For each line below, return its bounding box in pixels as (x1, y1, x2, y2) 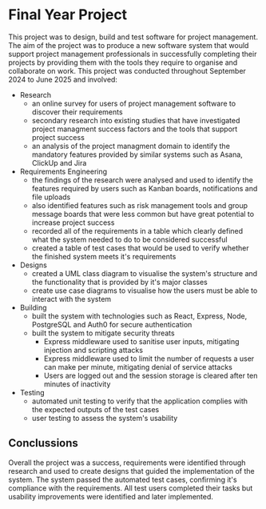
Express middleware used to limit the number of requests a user (43, 354, 255, 363)
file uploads (31, 192, 71, 202)
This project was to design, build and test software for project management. (8, 32, 258, 42)
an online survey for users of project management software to (31, 98, 236, 108)
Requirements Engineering (19, 166, 108, 176)
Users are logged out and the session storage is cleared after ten (43, 371, 258, 380)
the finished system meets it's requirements (31, 251, 177, 261)
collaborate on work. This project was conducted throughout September (8, 66, 246, 75)
